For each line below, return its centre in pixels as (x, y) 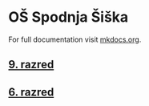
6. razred (31, 92)
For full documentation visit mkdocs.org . (75, 39)
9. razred (31, 65)
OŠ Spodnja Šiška (68, 17)
